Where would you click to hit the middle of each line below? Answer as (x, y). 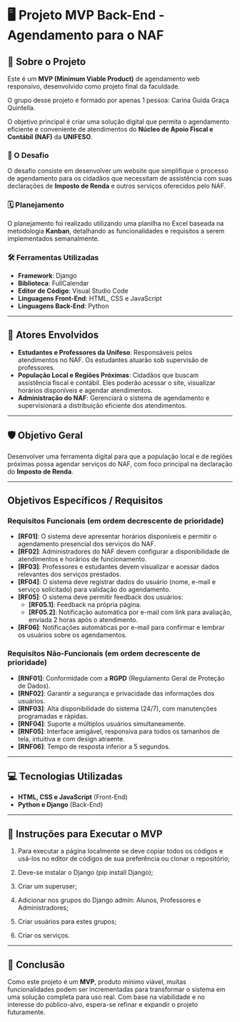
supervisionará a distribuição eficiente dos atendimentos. (102, 405)
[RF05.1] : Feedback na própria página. (85, 605)
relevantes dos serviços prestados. (69, 574)
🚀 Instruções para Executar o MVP (85, 834)
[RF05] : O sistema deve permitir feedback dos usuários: (100, 597)
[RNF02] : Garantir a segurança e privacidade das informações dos (116, 693)
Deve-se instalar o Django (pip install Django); (85, 873)
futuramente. (26, 1012)
